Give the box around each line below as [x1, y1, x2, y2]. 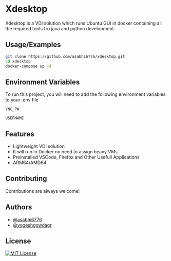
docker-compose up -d [5, 64, 52, 69]
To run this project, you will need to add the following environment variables [5, 91, 166, 97]
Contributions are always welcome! [5, 188, 80, 194]
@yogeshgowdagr [12, 222, 52, 228]
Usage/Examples [5, 41, 61, 49]
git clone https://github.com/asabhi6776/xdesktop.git [5, 54, 125, 59]
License [5, 237, 31, 246]
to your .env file [5, 97, 39, 103]
